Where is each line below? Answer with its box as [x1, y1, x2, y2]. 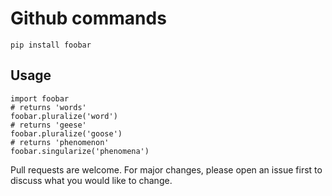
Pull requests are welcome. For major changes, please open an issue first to [10, 163, 323, 176]
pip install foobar [10, 40, 92, 50]
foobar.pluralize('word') [10, 111, 118, 121]
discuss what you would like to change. [10, 174, 173, 186]
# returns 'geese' [10, 120, 87, 130]
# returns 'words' [10, 102, 87, 112]
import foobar [10, 93, 70, 104]
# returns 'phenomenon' [10, 137, 110, 147]
